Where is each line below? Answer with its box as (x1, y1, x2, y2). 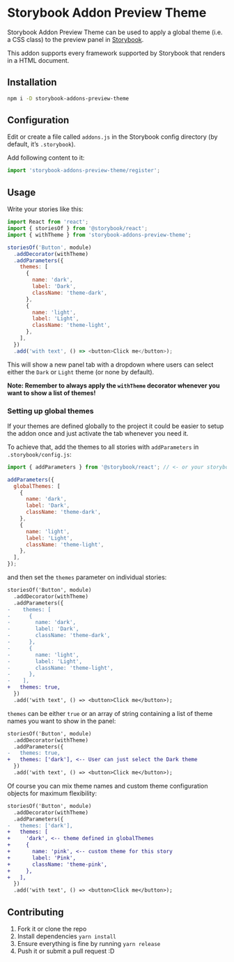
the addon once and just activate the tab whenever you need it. (7, 429, 189, 437)
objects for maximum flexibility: (7, 789, 97, 797)
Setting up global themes (7, 406, 94, 415)
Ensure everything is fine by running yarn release (17, 939, 161, 947)
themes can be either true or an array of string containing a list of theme (7, 709, 213, 717)
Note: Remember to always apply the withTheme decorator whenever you (7, 381, 220, 390)
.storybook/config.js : (7, 450, 72, 458)
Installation (7, 77, 57, 89)
